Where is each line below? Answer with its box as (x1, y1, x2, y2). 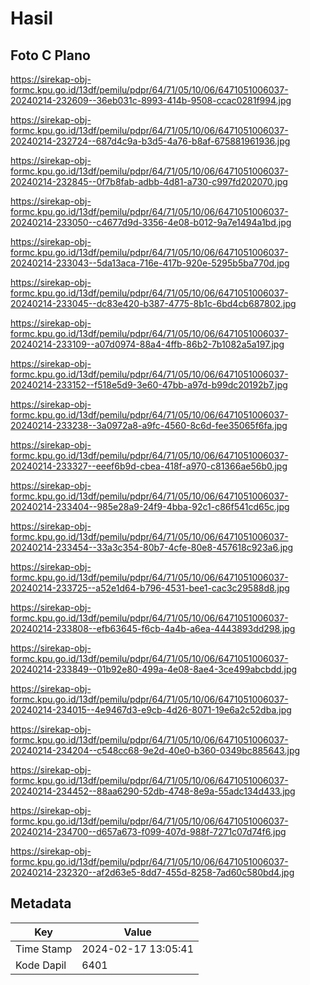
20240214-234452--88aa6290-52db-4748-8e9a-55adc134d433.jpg (10, 785, 296, 797)
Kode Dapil (15, 958, 67, 972)
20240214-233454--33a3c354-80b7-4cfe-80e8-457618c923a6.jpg (10, 542, 294, 553)
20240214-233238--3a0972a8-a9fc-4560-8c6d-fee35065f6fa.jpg (10, 420, 288, 431)
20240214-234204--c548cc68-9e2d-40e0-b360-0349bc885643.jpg (10, 745, 301, 756)
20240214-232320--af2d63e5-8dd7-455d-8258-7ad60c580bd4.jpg (10, 867, 295, 878)
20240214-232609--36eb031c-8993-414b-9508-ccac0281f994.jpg (10, 95, 292, 106)
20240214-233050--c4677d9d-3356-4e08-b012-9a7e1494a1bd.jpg (10, 217, 292, 228)
